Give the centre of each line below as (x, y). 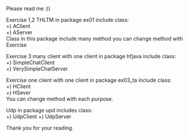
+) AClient (18, 26)
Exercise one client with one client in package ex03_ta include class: (89, 80)
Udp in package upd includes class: (49, 110)
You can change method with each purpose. (60, 99)
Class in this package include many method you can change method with (95, 39)
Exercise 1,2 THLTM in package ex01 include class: (67, 20)
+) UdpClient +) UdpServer (39, 116)
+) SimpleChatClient (31, 62)
